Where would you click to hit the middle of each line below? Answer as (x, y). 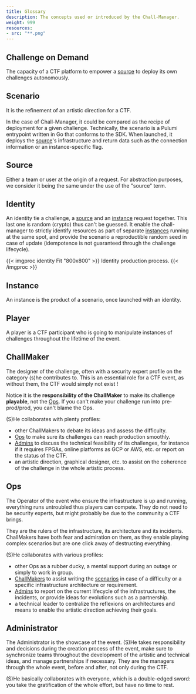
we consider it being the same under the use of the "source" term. (86, 185)
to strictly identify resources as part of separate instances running (109, 231)
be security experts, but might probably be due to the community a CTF (93, 513)
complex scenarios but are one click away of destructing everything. (89, 543)
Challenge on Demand (48, 57)
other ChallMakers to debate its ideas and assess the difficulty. (91, 431)
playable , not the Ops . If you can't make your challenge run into (83, 401)
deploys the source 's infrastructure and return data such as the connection (97, 140)
